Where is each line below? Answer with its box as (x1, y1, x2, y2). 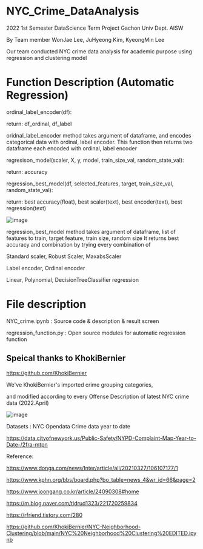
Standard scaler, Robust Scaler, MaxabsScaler (6, 253, 122, 260)
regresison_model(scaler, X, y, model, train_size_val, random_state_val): (6, 156, 184, 164)
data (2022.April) (6, 399, 49, 407)
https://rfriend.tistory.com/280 (6, 511, 83, 519)
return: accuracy (6, 168, 48, 175)
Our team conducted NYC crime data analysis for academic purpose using (6, 47, 193, 55)
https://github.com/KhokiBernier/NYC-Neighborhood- (6, 523, 141, 530)
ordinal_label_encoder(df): (6, 108, 72, 116)
